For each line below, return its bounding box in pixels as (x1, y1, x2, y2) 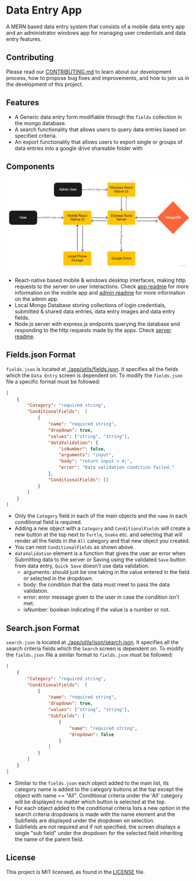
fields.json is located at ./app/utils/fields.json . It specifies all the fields (6, 365, 179, 372)
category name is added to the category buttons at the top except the (14, 786, 184, 793)
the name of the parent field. (14, 836, 84, 843)
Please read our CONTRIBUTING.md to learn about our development (6, 68, 172, 75)
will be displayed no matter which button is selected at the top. (14, 798, 166, 805)
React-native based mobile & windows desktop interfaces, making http (14, 276, 186, 283)
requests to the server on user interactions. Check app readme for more (14, 283, 189, 290)
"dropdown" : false (69, 732, 114, 737)
